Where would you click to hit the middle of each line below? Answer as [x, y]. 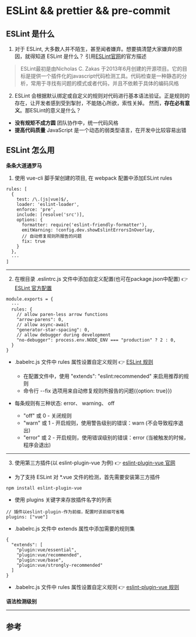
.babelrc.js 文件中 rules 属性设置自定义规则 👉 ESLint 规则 [84, 361]
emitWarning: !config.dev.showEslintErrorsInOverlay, [88, 230]
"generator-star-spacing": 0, [53, 330]
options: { [30, 220]
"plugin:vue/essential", [47, 550]
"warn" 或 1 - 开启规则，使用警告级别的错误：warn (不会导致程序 [101, 423]
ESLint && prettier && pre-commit [88, 11]
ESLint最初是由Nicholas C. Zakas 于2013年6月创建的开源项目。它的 [101, 69]
